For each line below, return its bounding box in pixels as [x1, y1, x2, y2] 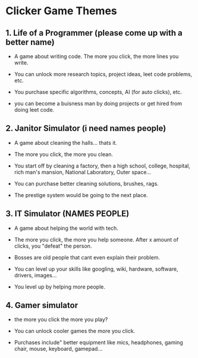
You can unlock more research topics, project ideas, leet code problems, [14, 71, 193, 78]
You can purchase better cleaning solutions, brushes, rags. [14, 180, 159, 187]
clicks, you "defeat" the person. [14, 242, 92, 249]
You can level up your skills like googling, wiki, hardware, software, [14, 265, 179, 273]
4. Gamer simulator [5, 300, 78, 311]
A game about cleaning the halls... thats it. [14, 139, 117, 146]
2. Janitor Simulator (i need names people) [5, 123, 166, 134]
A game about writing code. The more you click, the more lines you [14, 53, 179, 60]
